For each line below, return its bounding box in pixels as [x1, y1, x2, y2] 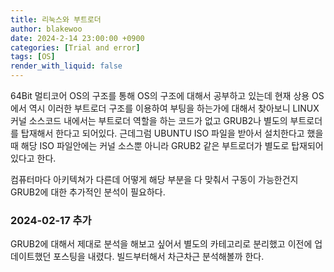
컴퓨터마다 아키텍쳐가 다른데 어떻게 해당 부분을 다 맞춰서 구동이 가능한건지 [10, 174, 299, 185]
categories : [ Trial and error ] [10, 42, 141, 53]
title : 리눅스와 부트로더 [10, 14, 102, 25]
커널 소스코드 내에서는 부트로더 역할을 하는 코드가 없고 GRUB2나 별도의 [10, 115, 288, 126]
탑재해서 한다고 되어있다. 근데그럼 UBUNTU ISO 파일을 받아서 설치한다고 [20, 127, 305, 139]
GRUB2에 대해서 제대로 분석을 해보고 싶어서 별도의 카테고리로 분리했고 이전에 [10, 238, 313, 250]
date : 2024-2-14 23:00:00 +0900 [10, 33, 145, 43]
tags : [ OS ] [10, 52, 56, 62]
